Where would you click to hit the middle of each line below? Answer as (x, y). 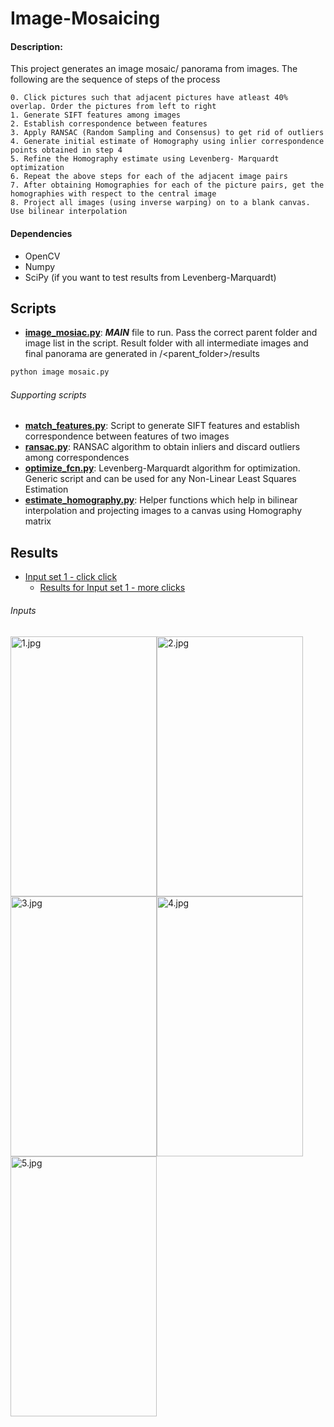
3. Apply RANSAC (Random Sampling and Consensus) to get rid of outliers (167, 133)
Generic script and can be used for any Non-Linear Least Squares (160, 479)
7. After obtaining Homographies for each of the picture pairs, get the (167, 185)
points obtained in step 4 (66, 150)
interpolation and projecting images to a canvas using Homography (163, 511)
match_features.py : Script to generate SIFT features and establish (162, 426)
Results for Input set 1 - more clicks (112, 588)
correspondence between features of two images (127, 436)
